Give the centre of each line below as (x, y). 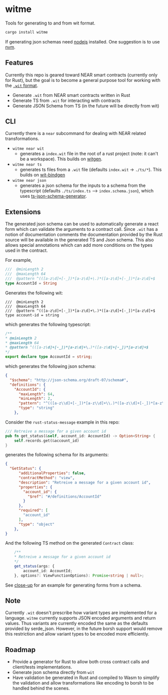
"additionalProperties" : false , (52, 473)
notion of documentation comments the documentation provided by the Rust (84, 235)
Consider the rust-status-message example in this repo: (62, 422)
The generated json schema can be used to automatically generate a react (82, 224)
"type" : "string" (36, 408)
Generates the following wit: (34, 293)
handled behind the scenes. (41, 689)
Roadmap (20, 650)
